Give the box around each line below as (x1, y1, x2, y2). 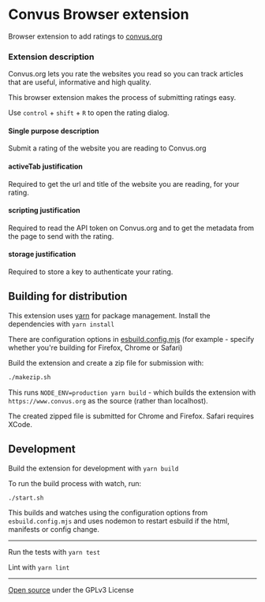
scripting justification (8, 206, 80, 215)
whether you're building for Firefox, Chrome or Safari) (8, 343, 183, 352)
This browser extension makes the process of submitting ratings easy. (8, 93, 237, 102)
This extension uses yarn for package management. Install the (8, 310, 211, 320)
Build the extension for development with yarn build (8, 463, 179, 473)
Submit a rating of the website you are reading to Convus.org (8, 143, 207, 153)
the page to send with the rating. (8, 231, 114, 241)
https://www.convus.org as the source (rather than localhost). (8, 396, 209, 405)
